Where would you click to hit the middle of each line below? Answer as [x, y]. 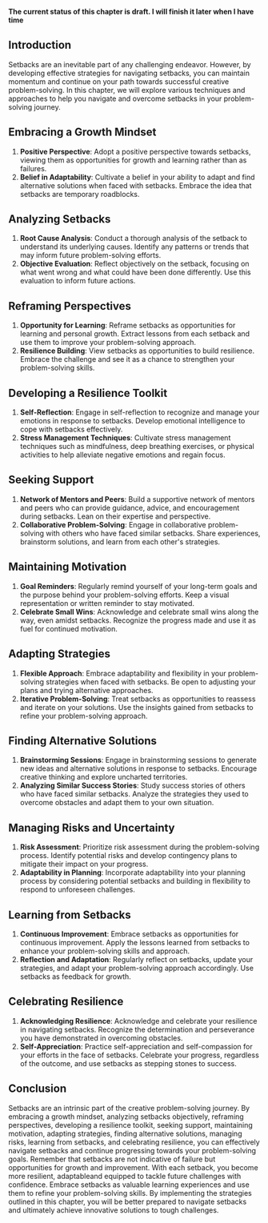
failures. [33, 168]
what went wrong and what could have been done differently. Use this [135, 272]
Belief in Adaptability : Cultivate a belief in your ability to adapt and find [137, 177]
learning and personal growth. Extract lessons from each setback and [135, 334]
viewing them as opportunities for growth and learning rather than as [133, 160]
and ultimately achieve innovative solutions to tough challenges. [114, 1210]
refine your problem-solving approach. [84, 716]
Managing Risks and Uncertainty [92, 828]
